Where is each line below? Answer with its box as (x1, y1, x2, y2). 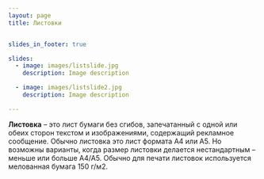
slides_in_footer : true (8, 40, 87, 48)
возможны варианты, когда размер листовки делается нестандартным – (8, 144, 256, 154)
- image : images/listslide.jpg (15, 62, 119, 70)
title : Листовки (8, 19, 62, 27)
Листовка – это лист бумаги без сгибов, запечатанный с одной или (8, 120, 238, 129)
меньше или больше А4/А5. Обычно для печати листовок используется (8, 153, 251, 162)
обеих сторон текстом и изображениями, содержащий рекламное (8, 128, 235, 137)
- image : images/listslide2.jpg (15, 84, 123, 92)
